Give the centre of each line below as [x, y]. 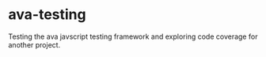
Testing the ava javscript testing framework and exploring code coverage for [133, 36]
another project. [34, 44]
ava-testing [47, 15]
